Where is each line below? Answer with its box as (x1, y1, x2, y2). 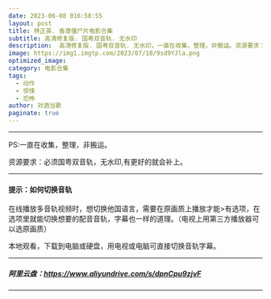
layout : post (8, 19, 52, 27)
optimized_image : (8, 57, 67, 65)
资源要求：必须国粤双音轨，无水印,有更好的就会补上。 (8, 157, 188, 166)
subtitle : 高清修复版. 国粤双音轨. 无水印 (8, 34, 137, 43)
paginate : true (8, 110, 60, 118)
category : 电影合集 (8, 64, 69, 73)
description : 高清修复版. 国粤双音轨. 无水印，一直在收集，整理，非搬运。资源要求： (8, 42, 266, 50)
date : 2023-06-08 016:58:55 (8, 11, 103, 20)
